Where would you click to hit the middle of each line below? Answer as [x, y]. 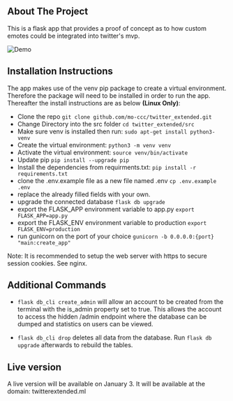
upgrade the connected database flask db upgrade [91, 201]
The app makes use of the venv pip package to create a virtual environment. [117, 88]
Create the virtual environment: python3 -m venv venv [94, 145]
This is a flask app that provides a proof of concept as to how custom [107, 28]
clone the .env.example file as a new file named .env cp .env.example [117, 180]
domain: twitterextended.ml [47, 391]
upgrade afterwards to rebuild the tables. [75, 345]
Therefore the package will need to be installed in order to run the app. [109, 95]
